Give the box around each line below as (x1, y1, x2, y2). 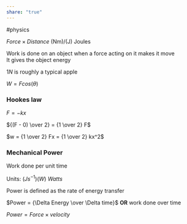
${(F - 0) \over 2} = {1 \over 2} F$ (6, 121, 91, 128)
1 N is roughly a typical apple (6, 68, 78, 75)
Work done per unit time (6, 162, 67, 169)
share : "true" (6, 9, 43, 15)
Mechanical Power (6, 148, 63, 156)
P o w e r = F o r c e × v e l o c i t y (6, 210, 71, 218)
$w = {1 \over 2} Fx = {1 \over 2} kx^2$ (6, 133, 104, 140)
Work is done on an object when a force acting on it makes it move (6, 50, 175, 57)
